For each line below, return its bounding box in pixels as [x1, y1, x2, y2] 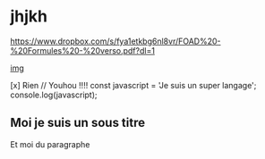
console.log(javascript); [10, 89, 98, 100]
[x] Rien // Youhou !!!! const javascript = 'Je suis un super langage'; [10, 79, 257, 90]
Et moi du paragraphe [10, 138, 90, 149]
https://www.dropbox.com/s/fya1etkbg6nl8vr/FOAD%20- [10, 36, 222, 46]
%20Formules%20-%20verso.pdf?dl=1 [10, 45, 156, 55]
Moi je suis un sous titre [10, 115, 146, 130]
